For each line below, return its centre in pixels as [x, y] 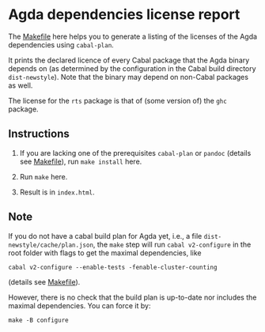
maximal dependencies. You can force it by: [79, 305]
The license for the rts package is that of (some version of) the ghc [117, 100]
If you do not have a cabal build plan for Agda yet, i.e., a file [105, 236]
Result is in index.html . [57, 192]
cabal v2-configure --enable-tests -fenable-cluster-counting [113, 267]
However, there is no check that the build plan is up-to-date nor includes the [132, 297]
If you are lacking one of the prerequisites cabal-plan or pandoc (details [135, 153]
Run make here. [44, 176]
